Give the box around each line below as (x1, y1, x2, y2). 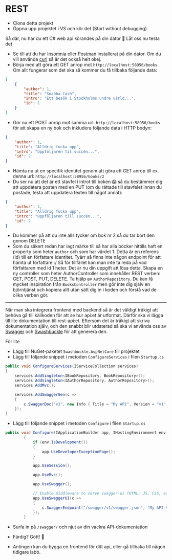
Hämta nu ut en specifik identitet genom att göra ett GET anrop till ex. (12, 168, 159, 174)
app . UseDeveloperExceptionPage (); (41, 449, 116, 454)
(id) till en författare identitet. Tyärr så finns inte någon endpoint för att (12, 254, 161, 260)
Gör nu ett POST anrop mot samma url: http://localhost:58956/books (12, 119, 160, 125)
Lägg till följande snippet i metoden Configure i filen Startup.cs (12, 420, 146, 427)
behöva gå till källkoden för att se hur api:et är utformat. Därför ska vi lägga (5, 312, 164, 319)
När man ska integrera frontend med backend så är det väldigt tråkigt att (5, 307, 158, 313)
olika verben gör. (12, 292, 49, 298)
